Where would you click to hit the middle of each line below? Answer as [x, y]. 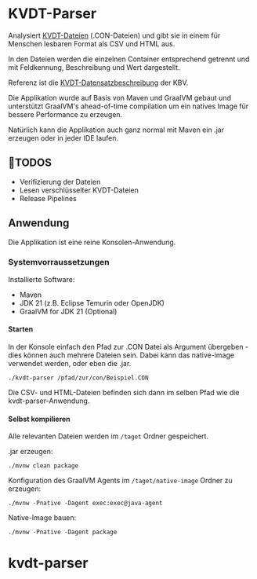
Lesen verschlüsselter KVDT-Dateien [79, 190]
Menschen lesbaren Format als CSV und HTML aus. [92, 43]
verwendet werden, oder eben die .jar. [70, 364]
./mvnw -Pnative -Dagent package [63, 532]
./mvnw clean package [43, 466]
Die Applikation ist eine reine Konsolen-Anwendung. [92, 242]
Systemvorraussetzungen [59, 262]
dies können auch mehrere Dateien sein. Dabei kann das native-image [121, 355]
